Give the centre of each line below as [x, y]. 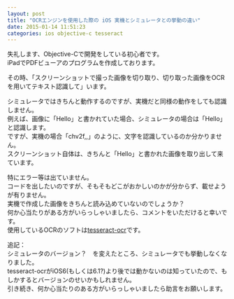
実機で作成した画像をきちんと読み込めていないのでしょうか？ [96, 204]
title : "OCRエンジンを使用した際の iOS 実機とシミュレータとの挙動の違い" [104, 20]
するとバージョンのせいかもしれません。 [78, 280]
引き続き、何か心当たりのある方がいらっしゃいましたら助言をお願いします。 [117, 288]
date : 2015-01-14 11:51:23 [46, 27]
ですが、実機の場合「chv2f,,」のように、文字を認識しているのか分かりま [112, 137]
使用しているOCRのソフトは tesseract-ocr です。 [76, 230]
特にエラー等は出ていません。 [50, 178]
